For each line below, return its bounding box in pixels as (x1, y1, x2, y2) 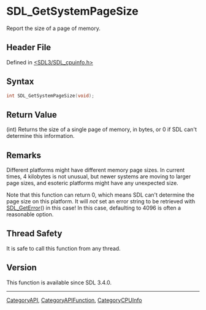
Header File (6, 42, 51, 53)
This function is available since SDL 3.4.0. (6, 279, 112, 286)
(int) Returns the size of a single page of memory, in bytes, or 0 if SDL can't (6, 126, 197, 133)
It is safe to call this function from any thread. (6, 244, 121, 252)
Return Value (6, 109, 57, 120)
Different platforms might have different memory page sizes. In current (6, 167, 185, 174)
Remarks (6, 150, 42, 161)
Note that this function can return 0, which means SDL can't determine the (6, 191, 195, 198)
